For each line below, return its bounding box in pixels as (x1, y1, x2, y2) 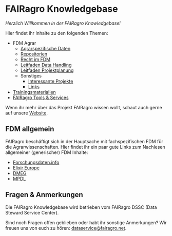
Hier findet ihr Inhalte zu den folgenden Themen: (5, 30, 109, 36)
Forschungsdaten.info (12, 159, 60, 165)
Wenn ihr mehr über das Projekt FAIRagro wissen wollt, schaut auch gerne (5, 104, 163, 110)
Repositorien (20, 51, 48, 57)
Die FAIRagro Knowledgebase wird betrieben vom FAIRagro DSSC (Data (5, 204, 157, 210)
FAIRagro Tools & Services (12, 94, 69, 101)
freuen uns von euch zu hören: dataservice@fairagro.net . (5, 225, 127, 231)
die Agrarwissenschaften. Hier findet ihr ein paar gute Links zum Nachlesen (5, 144, 165, 150)
